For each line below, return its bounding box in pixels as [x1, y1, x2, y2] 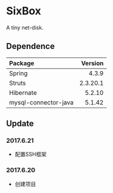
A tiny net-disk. [6, 24, 43, 31]
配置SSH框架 [14, 151, 47, 158]
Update [6, 118, 34, 129]
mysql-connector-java [9, 98, 74, 106]
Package [9, 59, 34, 67]
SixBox [6, 4, 42, 18]
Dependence [6, 41, 55, 51]
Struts [9, 79, 26, 87]
